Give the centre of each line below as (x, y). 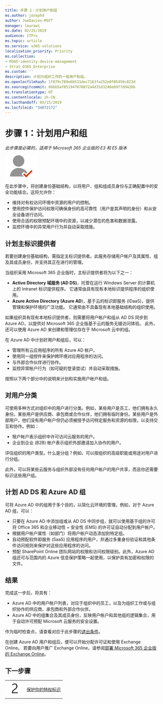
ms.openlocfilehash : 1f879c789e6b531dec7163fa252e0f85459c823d (70, 82)
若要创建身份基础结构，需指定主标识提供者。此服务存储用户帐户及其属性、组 (81, 256)
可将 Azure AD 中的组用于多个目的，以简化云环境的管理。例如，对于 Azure (80, 505)
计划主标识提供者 (31, 243)
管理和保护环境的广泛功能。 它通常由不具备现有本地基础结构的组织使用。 (85, 307)
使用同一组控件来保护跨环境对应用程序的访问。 (59, 356)
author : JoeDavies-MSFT (29, 20)
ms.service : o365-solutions (33, 46)
